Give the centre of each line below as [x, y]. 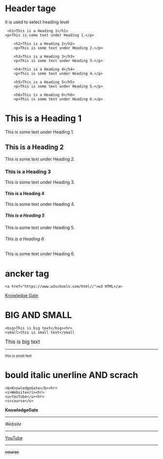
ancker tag [27, 274]
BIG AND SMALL [39, 315]
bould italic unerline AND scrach [72, 375]
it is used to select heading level [37, 22]
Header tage [31, 9]
